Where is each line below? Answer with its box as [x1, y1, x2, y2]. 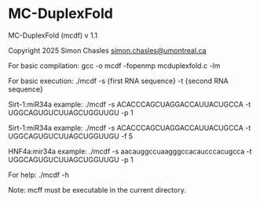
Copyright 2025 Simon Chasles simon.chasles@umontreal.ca [8, 45, 207, 55]
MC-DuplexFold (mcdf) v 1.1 [8, 31, 98, 40]
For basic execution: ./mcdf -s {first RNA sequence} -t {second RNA [8, 76, 229, 85]
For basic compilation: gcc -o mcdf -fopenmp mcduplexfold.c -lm [8, 60, 221, 70]
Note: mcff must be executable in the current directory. [8, 185, 186, 194]
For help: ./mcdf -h [8, 170, 69, 179]
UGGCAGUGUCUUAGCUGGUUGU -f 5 [8, 131, 134, 141]
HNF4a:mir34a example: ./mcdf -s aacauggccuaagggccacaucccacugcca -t [8, 146, 253, 156]
